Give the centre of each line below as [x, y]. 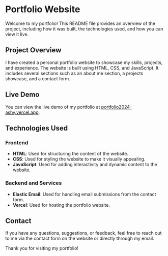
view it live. [17, 34]
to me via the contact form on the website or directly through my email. [80, 238]
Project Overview [33, 50]
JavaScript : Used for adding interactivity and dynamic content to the [85, 165]
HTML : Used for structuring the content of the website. [71, 154]
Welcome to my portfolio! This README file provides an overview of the [80, 23]
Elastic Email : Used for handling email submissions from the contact [84, 194]
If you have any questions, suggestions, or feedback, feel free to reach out [83, 233]
